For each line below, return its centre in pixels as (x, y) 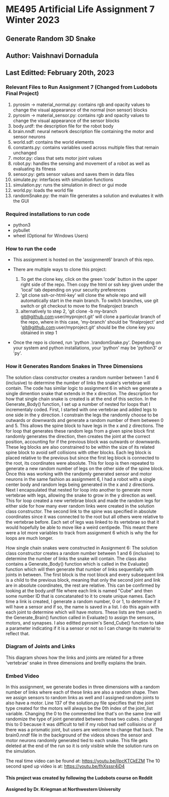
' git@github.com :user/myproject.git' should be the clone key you (88, 327)
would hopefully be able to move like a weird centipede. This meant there (82, 527)
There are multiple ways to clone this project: (60, 269)
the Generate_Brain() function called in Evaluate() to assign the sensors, (80, 617)
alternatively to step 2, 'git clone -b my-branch (69, 312)
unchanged (25, 153)
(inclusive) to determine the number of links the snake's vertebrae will (78, 383)
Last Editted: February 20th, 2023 (60, 73)
